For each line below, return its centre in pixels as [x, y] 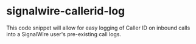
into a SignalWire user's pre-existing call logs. [64, 34]
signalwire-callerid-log [66, 11]
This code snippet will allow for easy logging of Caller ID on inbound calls [98, 28]
